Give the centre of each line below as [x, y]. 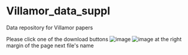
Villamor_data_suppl [58, 11]
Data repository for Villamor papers [50, 27]
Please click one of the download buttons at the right [94, 39]
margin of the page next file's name [50, 45]
